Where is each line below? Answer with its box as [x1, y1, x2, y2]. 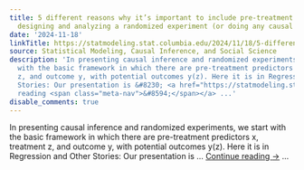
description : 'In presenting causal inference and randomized [9, 55, 249, 64]
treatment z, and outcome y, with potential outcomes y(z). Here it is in [9, 141, 270, 152]
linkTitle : [9, 38, 51, 48]
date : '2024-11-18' [9, 30, 83, 39]
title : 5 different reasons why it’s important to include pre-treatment [9, 13, 294, 23]
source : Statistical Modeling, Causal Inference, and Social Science [9, 47, 278, 56]
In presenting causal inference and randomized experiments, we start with [9, 122, 287, 133]
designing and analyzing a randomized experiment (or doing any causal [17, 22, 294, 31]
